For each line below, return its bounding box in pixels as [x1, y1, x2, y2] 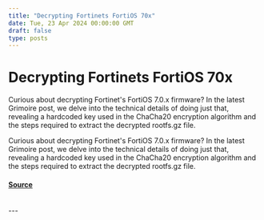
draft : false [8, 26, 52, 34]
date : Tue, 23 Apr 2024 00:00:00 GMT [8, 19, 134, 27]
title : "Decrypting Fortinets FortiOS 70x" [8, 11, 156, 20]
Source [8, 179, 34, 189]
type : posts [8, 34, 48, 42]
